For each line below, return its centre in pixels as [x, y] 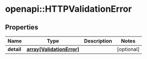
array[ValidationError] [53, 49]
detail [14, 49]
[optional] [128, 49]
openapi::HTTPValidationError [69, 9]
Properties [22, 27]
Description [98, 41]
